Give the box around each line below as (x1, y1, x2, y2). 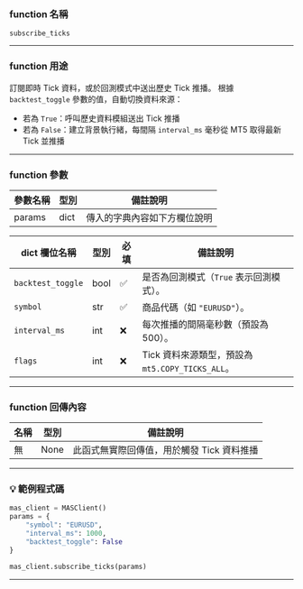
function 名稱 (9, 7, 69, 20)
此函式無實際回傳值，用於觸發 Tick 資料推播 (72, 444, 259, 456)
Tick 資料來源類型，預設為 (142, 348, 253, 361)
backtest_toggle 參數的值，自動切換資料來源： (9, 93, 183, 105)
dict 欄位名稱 (21, 246, 77, 259)
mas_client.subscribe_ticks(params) (9, 562, 147, 571)
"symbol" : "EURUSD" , (25, 520, 103, 529)
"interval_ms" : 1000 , (25, 529, 106, 538)
